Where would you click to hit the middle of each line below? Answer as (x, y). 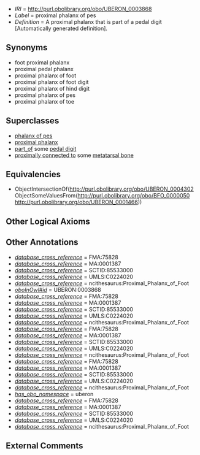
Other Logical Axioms (48, 221)
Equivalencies (33, 174)
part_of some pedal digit (45, 148)
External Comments (44, 446)
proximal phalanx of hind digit (52, 88)
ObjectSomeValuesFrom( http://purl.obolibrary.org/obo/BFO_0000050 (102, 196)
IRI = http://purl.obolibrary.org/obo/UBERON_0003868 (83, 9)
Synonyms (27, 48)
